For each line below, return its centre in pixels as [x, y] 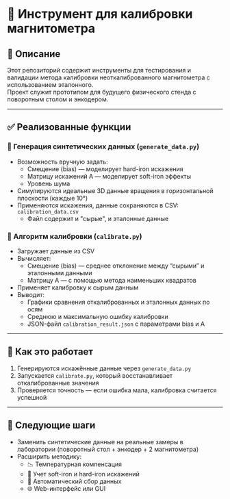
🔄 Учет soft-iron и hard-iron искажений [83, 474]
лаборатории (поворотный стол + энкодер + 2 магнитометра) [108, 449]
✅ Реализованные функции [69, 127]
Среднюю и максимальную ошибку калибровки [98, 316]
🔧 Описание [34, 54]
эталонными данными [60, 272]
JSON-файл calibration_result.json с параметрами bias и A [116, 324]
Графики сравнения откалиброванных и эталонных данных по [118, 302]
